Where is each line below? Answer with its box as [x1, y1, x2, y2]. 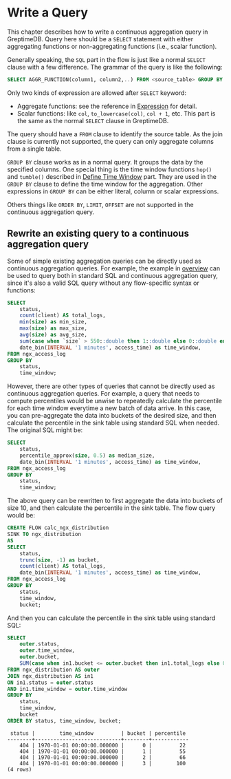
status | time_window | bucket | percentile [10, 729, 186, 737]
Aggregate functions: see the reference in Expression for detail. [16, 102, 197, 110]
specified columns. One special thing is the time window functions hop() [7, 165, 212, 173]
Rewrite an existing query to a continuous [7, 228, 189, 239]
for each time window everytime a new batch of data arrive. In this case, [7, 404, 212, 412]
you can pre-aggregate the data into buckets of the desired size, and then [7, 412, 217, 420]
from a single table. [7, 145, 62, 153]
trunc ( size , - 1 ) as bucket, [19, 556, 100, 564]
